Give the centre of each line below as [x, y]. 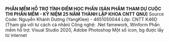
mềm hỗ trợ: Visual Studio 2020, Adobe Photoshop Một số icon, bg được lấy [85, 30]
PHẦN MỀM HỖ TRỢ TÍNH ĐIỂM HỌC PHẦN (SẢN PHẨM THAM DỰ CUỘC [83, 9]
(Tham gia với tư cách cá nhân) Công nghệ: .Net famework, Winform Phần [82, 24]
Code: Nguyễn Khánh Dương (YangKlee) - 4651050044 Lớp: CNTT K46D [81, 19]
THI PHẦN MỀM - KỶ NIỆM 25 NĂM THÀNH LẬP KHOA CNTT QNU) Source [85, 14]
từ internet [16, 35]
